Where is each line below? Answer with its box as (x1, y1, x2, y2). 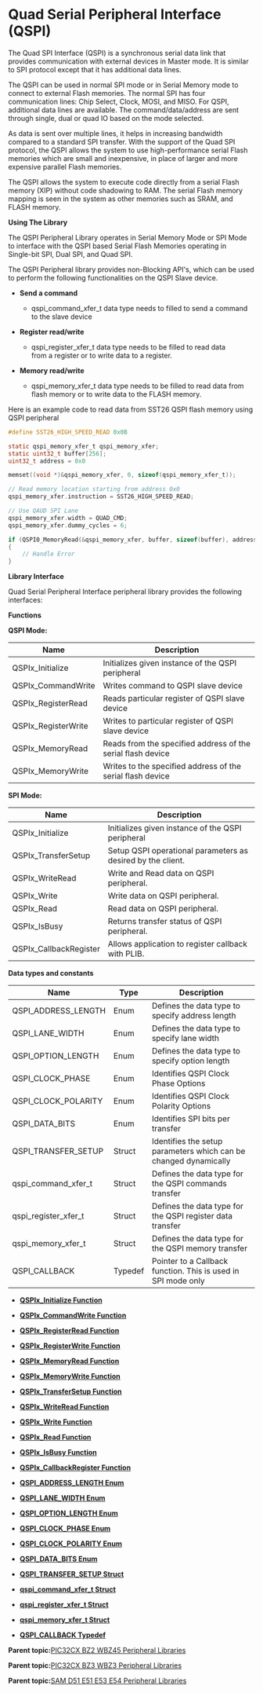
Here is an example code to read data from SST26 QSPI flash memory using (8, 405, 254, 414)
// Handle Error (22, 550, 76, 559)
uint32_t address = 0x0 (8, 457, 86, 465)
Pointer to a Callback (151, 1255, 229, 1266)
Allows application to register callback (107, 939, 248, 950)
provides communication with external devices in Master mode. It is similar (8, 57, 249, 66)
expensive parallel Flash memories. (8, 162, 122, 171)
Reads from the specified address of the (103, 738, 251, 749)
